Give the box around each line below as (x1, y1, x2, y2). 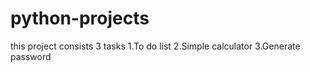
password (10, 50, 52, 62)
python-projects (10, 7, 150, 30)
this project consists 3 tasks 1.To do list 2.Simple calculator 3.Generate (10, 40, 301, 52)
